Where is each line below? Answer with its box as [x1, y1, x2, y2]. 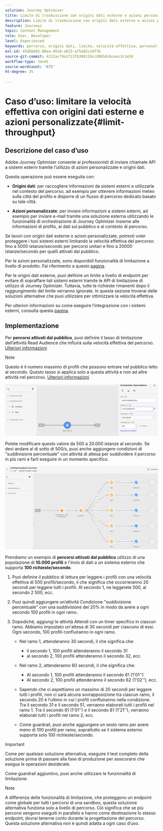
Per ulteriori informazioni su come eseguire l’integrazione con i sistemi [5, 303, 146, 308]
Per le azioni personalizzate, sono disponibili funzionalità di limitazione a [5, 258, 149, 263]
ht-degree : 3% [5, 69, 34, 74]
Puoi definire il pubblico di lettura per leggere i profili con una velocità [12, 574, 151, 580]
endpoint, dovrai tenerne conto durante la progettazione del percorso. [5, 815, 145, 821]
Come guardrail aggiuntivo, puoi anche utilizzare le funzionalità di [5, 770, 136, 776]
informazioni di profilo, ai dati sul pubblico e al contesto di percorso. [12, 224, 148, 229]
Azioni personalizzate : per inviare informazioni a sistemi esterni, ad [12, 208, 148, 214]
